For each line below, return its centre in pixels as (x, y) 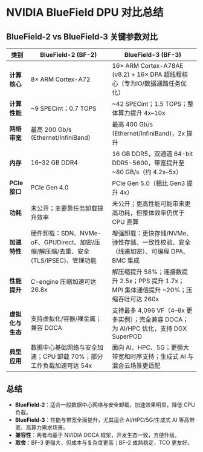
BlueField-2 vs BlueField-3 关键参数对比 (82, 37)
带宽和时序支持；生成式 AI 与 (153, 356)
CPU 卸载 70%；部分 (73, 356)
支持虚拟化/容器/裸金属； (66, 319)
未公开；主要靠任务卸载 (64, 208)
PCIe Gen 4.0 (50, 187)
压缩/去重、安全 (67, 251)
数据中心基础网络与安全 (64, 347)
